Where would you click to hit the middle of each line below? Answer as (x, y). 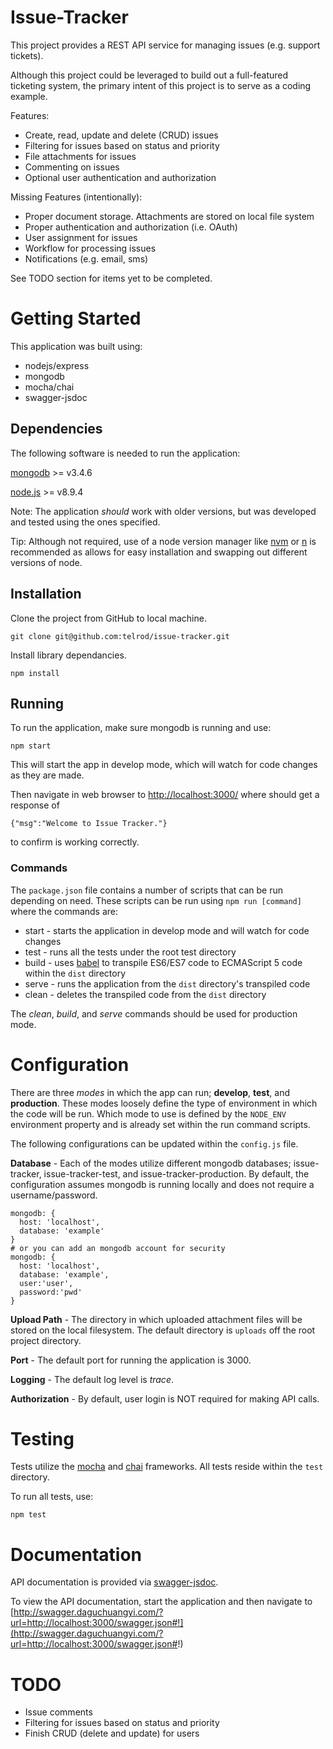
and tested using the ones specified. (85, 522)
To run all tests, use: (52, 1497)
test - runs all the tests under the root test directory (130, 952)
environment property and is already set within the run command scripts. (160, 1124)
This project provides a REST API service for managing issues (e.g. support (165, 45)
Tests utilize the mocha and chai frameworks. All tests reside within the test (167, 1467)
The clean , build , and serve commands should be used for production (154, 1013)
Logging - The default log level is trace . (92, 1379)
